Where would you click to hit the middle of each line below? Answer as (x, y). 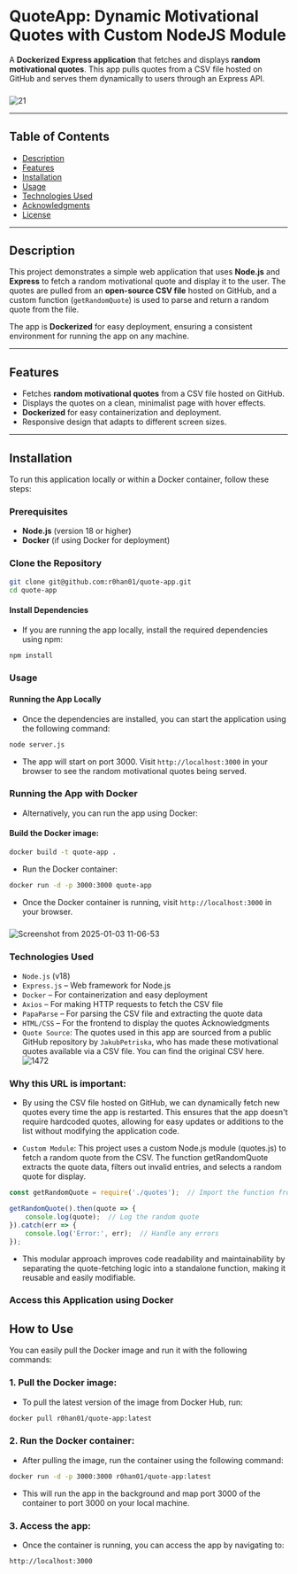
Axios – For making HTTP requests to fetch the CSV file (122, 1004)
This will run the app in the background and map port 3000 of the (141, 1493)
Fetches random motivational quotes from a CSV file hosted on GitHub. (153, 394)
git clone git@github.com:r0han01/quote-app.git (100, 582)
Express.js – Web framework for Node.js (96, 985)
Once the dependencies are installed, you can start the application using (154, 718)
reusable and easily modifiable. (79, 1277)
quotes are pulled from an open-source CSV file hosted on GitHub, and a (143, 291)
